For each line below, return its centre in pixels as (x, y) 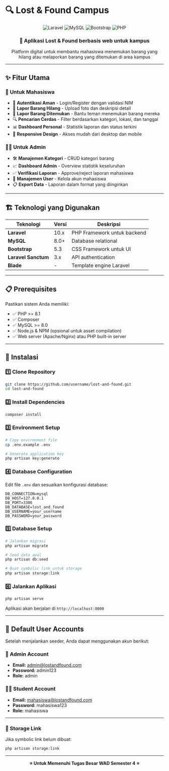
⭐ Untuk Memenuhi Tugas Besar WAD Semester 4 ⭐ (84, 763)
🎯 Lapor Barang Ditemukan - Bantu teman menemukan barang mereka (86, 113)
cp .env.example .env (28, 445)
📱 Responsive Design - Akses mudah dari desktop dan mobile (77, 134)
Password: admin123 (34, 670)
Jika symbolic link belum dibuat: (38, 739)
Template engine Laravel (101, 265)
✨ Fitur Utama (28, 77)
